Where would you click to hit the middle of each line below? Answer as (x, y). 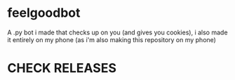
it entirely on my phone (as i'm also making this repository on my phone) (112, 39)
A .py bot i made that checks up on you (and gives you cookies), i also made (117, 32)
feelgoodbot (44, 13)
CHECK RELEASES (62, 68)
